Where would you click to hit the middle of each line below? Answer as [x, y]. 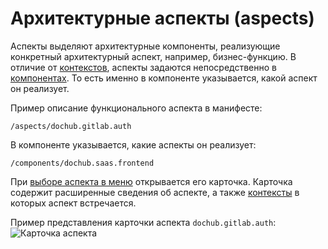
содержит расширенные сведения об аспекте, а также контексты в [155, 192]
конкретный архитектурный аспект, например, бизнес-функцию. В [153, 56]
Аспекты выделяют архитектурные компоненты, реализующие [145, 46]
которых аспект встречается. [73, 203]
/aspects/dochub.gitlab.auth [71, 126]
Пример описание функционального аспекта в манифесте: [136, 108]
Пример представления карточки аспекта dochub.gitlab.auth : [143, 222]
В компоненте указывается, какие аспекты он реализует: [133, 144]
